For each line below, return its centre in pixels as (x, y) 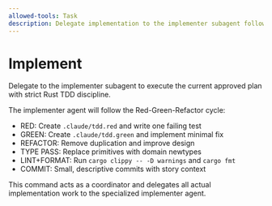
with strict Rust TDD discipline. (59, 95)
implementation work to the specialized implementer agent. (107, 193)
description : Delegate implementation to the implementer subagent (125, 24)
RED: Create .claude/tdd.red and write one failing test (111, 126)
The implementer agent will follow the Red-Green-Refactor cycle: (117, 110)
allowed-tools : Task (43, 16)
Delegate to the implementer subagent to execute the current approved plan (135, 86)
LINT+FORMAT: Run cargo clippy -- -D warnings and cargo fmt (128, 161)
